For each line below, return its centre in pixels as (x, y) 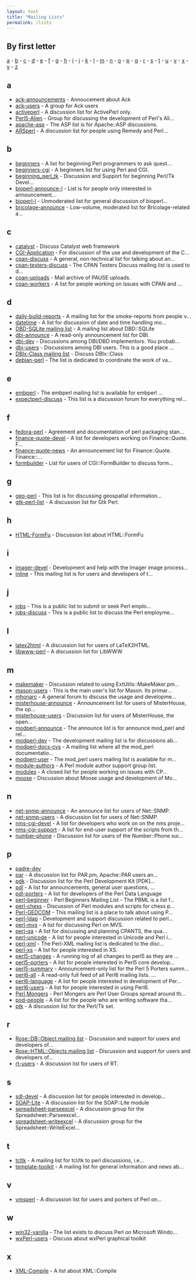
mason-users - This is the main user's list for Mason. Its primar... (94, 690)
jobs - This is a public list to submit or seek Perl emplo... (83, 606)
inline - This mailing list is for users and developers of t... (84, 573)
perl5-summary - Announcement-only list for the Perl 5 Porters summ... (102, 969)
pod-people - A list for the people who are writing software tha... (94, 1000)
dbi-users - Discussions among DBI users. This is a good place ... (94, 347)
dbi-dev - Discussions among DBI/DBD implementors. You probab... (97, 341)
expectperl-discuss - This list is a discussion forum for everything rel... (101, 399)
